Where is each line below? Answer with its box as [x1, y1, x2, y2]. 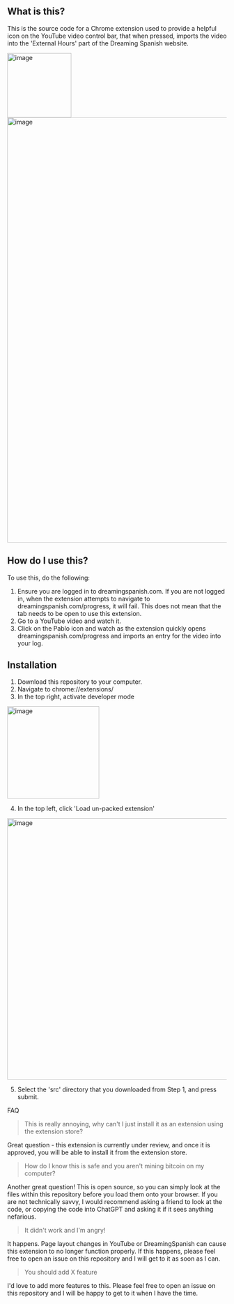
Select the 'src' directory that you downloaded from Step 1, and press [17, 1085, 217, 1094]
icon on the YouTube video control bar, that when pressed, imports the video [7, 31, 227, 40]
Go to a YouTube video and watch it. [17, 617, 122, 625]
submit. [17, 1093, 40, 1101]
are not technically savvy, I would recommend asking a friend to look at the [7, 1198, 223, 1206]
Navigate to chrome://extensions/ [17, 685, 114, 694]
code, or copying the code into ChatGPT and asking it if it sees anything [7, 1205, 214, 1214]
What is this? [7, 6, 65, 17]
